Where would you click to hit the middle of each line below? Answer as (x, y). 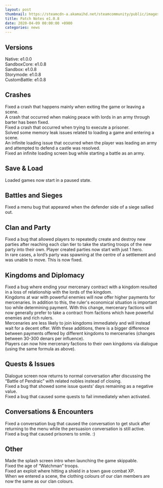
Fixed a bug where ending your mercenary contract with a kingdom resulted (81, 287)
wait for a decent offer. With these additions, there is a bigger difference (77, 328)
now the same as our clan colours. (40, 481)
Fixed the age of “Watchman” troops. (42, 466)
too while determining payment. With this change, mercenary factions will (79, 307)
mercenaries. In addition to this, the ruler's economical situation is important (81, 302)
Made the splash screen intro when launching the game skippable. (72, 461)
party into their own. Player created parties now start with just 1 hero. (74, 250)
